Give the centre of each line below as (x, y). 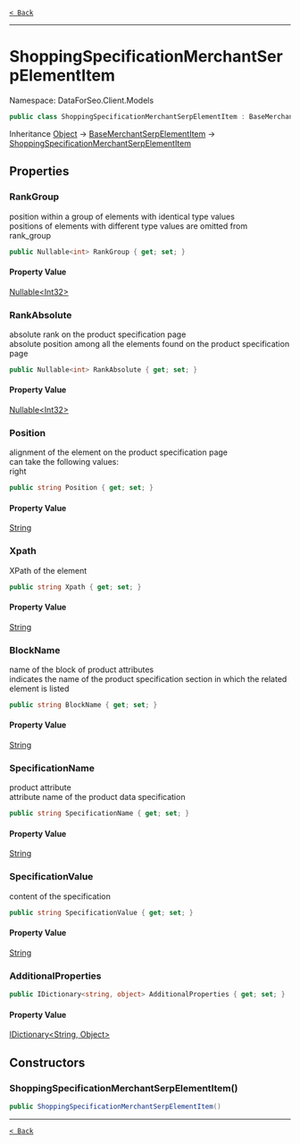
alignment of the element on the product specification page (119, 452)
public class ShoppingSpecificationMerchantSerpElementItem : (127, 116)
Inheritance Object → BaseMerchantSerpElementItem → (112, 133)
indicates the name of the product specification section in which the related (148, 679)
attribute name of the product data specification (97, 797)
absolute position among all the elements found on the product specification (150, 343)
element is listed (39, 689)
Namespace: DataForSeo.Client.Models (82, 100)
